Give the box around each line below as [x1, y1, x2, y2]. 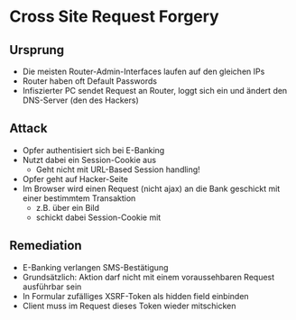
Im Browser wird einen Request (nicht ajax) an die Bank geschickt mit [22, 183, 281, 194]
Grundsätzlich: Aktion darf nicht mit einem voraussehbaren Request [22, 271, 275, 282]
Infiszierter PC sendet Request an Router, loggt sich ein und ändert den [22, 86, 288, 96]
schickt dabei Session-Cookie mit [35, 212, 162, 223]
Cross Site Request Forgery [9, 6, 219, 27]
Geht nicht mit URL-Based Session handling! [35, 164, 200, 175]
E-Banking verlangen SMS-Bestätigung [22, 261, 169, 272]
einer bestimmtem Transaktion [22, 192, 136, 204]
